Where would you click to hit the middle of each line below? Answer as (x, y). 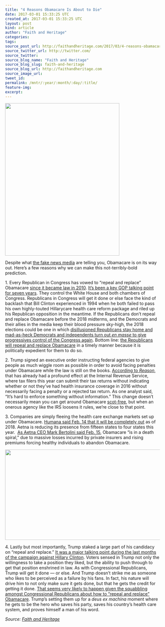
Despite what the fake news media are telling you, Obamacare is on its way (81, 263)
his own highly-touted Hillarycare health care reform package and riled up (80, 309)
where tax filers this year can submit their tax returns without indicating (77, 381)
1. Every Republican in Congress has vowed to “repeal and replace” (73, 283)
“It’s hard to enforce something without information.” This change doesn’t (79, 397)
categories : (17, 37)
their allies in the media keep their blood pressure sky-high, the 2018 (74, 325)
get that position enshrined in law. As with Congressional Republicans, (76, 568)
